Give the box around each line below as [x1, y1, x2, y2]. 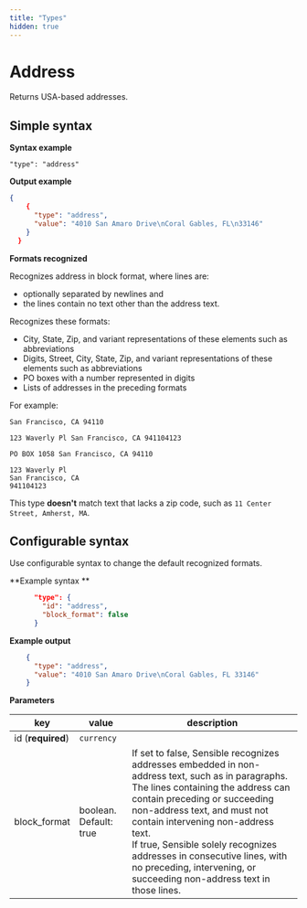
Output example [9, 176, 72, 187]
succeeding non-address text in [132, 872, 270, 885]
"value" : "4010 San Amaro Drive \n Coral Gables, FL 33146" [33, 669, 259, 679]
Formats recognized [9, 252, 89, 263]
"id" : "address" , [42, 602, 108, 611]
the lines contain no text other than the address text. [22, 298, 220, 309]
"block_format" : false [42, 610, 129, 620]
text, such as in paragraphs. [168, 770, 288, 783]
